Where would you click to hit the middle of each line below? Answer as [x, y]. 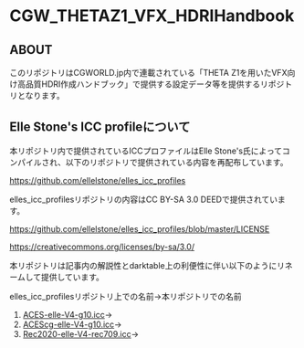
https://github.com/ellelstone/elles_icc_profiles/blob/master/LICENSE [140, 228]
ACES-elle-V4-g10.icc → [68, 314]
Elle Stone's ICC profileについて [100, 127]
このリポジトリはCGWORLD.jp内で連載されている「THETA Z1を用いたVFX [148, 73]
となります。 [41, 95]
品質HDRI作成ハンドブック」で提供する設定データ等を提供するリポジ [155, 84]
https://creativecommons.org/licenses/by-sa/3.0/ [102, 247]
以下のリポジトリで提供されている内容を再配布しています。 [177, 162]
